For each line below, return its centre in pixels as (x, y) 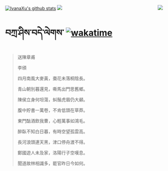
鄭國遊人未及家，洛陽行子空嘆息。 (52, 152)
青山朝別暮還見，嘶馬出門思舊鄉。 (52, 89)
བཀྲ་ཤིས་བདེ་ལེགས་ (34, 33)
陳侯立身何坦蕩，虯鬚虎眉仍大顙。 (52, 99)
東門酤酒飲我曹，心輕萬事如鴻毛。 (52, 120)
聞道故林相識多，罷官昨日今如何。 (52, 163)
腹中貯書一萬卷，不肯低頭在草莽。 (52, 110)
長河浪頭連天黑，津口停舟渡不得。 (52, 142)
